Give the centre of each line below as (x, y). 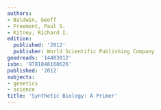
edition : (20, 39)
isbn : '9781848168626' (39, 64)
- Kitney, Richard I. (38, 32)
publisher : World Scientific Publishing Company (84, 52)
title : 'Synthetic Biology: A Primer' (62, 96)
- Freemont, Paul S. (37, 26)
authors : (20, 13)
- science (21, 90)
